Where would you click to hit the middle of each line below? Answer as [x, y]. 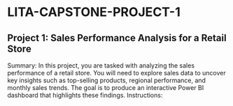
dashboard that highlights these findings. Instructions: [85, 95]
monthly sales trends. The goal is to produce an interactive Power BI [106, 88]
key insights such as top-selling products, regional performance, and [107, 80]
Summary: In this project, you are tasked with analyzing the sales [101, 66]
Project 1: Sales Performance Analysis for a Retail [117, 38]
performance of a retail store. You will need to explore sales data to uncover [116, 73]
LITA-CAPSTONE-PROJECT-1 [94, 12]
